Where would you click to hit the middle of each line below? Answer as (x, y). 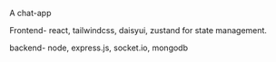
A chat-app (30, 13)
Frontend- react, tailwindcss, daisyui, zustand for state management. (138, 30)
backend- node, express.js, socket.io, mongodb (99, 48)
